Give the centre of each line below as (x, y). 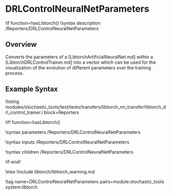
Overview (21, 45)
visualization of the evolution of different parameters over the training (78, 67)
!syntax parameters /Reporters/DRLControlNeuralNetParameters (73, 132)
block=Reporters (62, 112)
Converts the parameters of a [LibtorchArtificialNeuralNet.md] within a (79, 57)
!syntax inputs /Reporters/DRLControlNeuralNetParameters (67, 142)
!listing (12, 101)
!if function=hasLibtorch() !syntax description (53, 23)
